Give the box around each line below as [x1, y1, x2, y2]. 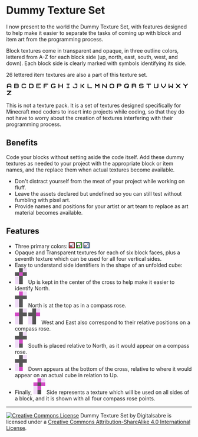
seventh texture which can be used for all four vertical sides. [14, 255, 162, 262]
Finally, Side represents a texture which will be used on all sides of [14, 389, 190, 396]
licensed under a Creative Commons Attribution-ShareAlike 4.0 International [6, 418, 191, 425]
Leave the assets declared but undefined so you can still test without [14, 190, 182, 197]
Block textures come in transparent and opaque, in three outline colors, [6, 47, 179, 54]
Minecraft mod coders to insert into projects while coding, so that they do [6, 108, 184, 115]
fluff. [14, 184, 27, 191]
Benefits [6, 138, 38, 148]
